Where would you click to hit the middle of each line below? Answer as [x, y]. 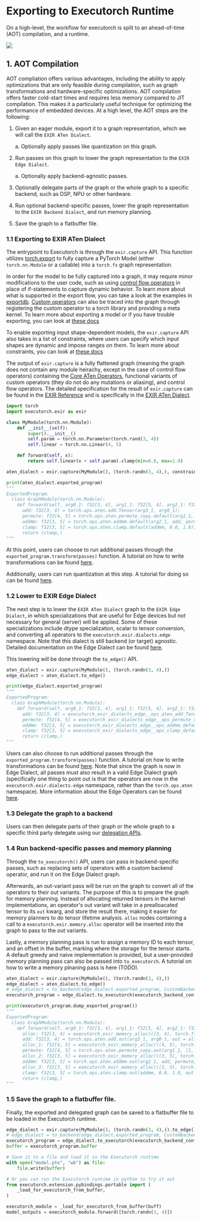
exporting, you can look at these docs [53, 321]
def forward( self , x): [45, 456]
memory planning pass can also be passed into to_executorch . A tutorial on [99, 961]
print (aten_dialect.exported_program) [54, 483]
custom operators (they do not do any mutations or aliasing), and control [96, 382]
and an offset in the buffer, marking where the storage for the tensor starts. [99, 948]
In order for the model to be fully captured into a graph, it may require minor [100, 276]
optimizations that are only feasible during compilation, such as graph [92, 84]
